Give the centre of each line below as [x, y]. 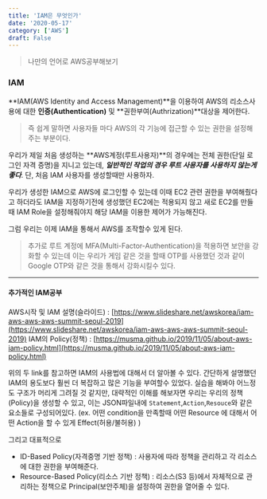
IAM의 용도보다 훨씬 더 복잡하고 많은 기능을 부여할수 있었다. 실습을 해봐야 [122, 383]
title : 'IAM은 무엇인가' [45, 16]
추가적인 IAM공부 [35, 293]
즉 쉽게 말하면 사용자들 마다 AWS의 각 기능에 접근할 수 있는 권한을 [130, 128]
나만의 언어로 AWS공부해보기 [73, 61]
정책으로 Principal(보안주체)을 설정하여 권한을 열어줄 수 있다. [135, 486]
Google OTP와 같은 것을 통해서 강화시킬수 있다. [102, 265]
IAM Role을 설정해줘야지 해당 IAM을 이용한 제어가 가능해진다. [112, 211]
